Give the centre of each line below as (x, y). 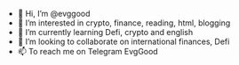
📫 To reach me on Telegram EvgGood (88, 51)
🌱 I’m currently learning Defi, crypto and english (105, 32)
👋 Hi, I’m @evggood (54, 14)
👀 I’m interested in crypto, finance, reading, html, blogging (124, 23)
